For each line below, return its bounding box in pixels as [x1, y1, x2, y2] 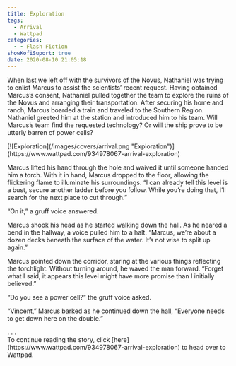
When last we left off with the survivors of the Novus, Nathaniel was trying [7, 76, 224, 84]
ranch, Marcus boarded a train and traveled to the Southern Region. [7, 105, 204, 114]
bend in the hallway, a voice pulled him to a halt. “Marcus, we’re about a [7, 228, 216, 237]
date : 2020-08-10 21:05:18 [7, 57, 87, 64]
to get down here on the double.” [7, 314, 104, 322]
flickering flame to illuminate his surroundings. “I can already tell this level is [7, 178, 228, 187]
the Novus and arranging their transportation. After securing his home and [7, 98, 224, 107]
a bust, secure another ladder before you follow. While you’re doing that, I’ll [7, 185, 226, 194]
